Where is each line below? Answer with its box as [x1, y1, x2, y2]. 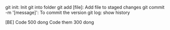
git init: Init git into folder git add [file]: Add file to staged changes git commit [5, 4, 165, 10]
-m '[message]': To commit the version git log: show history [5, 9, 130, 15]
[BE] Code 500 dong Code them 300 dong [5, 19, 94, 25]
